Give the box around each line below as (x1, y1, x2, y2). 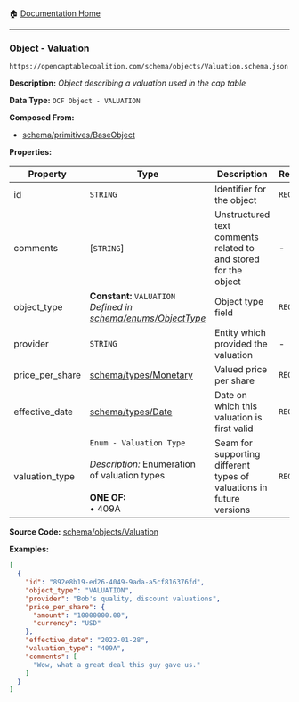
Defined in (89, 301, 133, 314)
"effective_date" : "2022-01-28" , (25, 636, 149, 645)
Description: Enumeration (89, 458, 196, 470)
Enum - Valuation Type (89, 438, 186, 448)
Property (28, 168, 67, 181)
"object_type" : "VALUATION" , (25, 585, 133, 595)
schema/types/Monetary (89, 369, 193, 381)
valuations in (214, 481, 268, 494)
